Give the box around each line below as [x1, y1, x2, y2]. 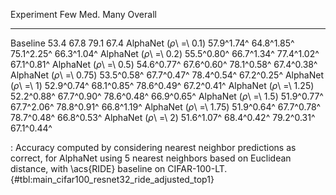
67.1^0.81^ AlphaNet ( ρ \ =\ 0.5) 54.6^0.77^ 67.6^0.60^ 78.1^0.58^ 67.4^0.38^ [10, 59, 318, 70]
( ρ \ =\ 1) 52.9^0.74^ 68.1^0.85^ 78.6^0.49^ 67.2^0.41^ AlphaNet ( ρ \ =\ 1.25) [10, 80, 315, 91]
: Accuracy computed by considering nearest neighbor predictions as [10, 142, 297, 153]
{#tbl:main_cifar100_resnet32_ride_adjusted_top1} [10, 174, 215, 185]
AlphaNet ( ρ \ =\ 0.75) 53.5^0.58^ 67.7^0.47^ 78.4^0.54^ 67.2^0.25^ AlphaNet [10, 69, 324, 81]
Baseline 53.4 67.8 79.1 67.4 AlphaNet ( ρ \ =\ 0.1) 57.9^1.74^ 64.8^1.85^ [10, 37, 295, 49]
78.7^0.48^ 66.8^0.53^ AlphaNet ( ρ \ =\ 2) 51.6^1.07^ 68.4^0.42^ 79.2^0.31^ [10, 112, 316, 123]
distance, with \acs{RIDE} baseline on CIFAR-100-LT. [10, 163, 228, 174]
